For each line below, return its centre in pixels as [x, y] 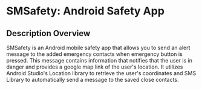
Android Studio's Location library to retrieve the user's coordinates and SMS [101, 73]
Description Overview [48, 33]
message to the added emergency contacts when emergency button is [94, 54]
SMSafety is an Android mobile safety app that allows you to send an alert [98, 48]
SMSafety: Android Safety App [86, 11]
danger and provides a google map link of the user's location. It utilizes [95, 67]
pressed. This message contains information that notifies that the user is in [99, 60]
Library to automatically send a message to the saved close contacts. [93, 80]
